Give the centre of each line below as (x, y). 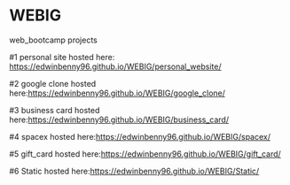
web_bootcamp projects (53, 40)
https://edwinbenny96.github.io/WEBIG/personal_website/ (115, 66)
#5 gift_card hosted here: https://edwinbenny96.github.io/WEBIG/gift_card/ (145, 154)
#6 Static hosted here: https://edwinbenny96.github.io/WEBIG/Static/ (134, 171)
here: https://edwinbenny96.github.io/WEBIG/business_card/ (119, 119)
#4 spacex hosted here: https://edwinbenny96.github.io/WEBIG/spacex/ (140, 136)
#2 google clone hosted (53, 83)
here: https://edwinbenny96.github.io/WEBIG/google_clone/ (118, 93)
